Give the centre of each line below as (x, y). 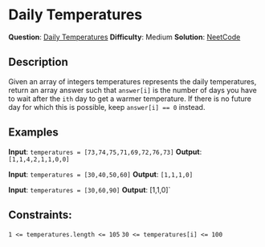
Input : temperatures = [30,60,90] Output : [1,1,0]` (90, 189)
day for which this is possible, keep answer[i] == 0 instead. (107, 107)
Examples (33, 133)
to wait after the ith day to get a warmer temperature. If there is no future (130, 99)
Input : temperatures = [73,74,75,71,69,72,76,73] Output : (105, 152)
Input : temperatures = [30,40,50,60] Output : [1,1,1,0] (101, 174)
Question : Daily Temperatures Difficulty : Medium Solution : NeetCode (124, 37)
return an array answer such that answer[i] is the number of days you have (132, 90)
